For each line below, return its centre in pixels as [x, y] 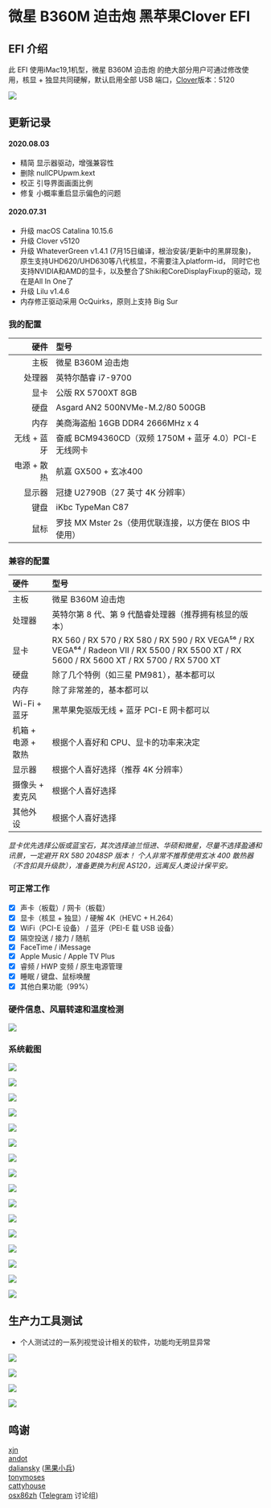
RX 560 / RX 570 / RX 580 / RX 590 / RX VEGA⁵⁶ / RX [153, 640]
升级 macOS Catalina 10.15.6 [66, 231]
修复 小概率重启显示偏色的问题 [70, 193]
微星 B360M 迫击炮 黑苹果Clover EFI [129, 17]
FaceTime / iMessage [55, 947]
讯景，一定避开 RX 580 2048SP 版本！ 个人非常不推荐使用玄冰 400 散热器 [131, 856]
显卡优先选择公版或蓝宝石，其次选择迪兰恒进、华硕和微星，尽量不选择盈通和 [135, 845]
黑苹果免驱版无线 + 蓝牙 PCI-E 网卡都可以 [131, 710]
